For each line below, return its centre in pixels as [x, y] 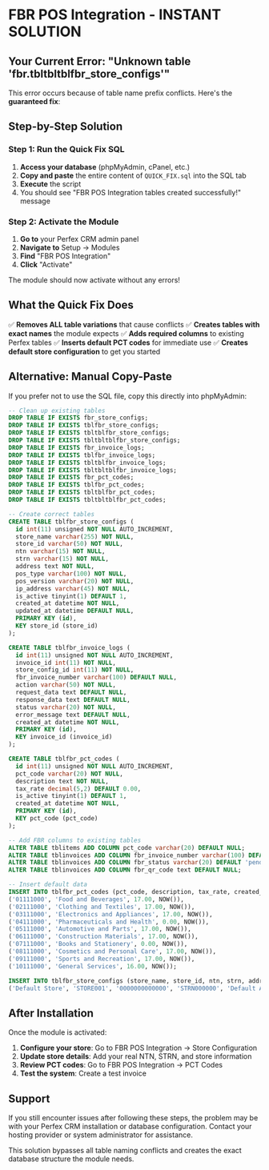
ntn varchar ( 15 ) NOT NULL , [60, 551]
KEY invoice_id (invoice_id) [64, 737]
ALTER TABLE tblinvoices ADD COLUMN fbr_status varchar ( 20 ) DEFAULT [125, 863]
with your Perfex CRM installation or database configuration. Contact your [130, 1127]
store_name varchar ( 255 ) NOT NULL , [75, 537]
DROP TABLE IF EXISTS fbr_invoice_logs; [77, 447]
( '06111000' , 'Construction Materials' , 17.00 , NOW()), [103, 937]
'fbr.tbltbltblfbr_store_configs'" [89, 74]
